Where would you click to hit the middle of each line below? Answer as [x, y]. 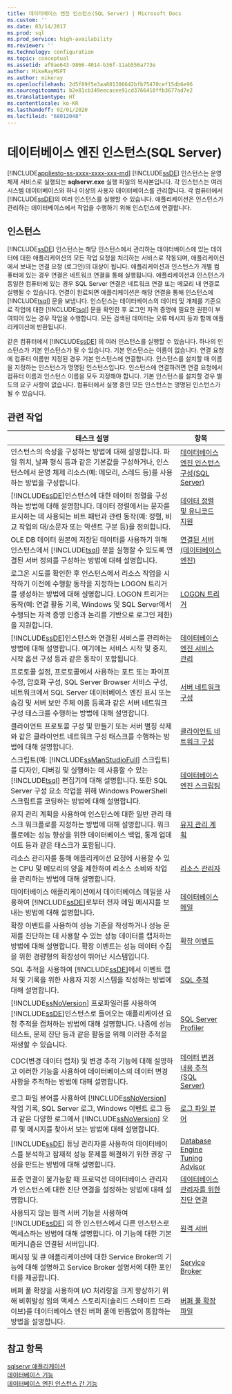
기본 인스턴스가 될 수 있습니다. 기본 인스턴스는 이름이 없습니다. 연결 [121, 350]
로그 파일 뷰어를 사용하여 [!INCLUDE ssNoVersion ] [89, 1098]
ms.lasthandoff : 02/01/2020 [48, 110]
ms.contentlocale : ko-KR [43, 104]
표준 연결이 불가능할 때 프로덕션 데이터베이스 [79, 1179]
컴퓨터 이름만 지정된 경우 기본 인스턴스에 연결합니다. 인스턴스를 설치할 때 [112, 359]
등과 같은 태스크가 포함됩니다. [70, 845]
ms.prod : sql [26, 33]
